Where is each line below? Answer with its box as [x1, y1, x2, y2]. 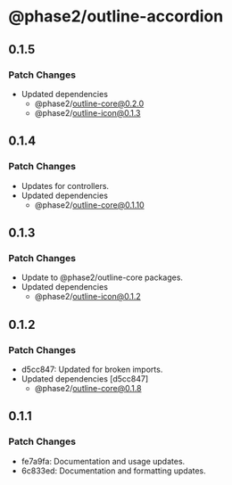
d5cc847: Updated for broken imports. [21, 364, 163, 374]
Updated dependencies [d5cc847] [21, 373, 149, 384]
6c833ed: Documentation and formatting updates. [21, 465, 206, 476]
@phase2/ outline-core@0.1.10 [34, 199, 145, 210]
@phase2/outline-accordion [8, 6, 224, 27]
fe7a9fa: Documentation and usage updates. [21, 456, 186, 466]
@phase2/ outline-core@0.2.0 [34, 98, 145, 109]
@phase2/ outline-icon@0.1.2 [34, 292, 142, 302]
